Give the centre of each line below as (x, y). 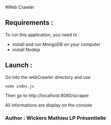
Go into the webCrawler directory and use (48, 77)
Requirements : (29, 23)
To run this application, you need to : (43, 35)
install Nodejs (26, 50)
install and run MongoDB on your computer (56, 44)
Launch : (19, 65)
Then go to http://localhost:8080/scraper (47, 95)
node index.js (20, 86)
